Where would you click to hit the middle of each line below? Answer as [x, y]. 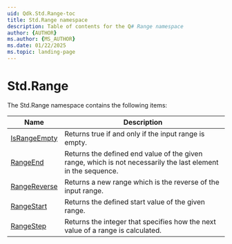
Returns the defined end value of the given [134, 154]
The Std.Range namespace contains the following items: [87, 105]
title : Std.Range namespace [48, 20]
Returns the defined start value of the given [135, 202]
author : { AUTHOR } [32, 33]
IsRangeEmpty [34, 138]
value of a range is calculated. [113, 230]
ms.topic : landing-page [41, 52]
